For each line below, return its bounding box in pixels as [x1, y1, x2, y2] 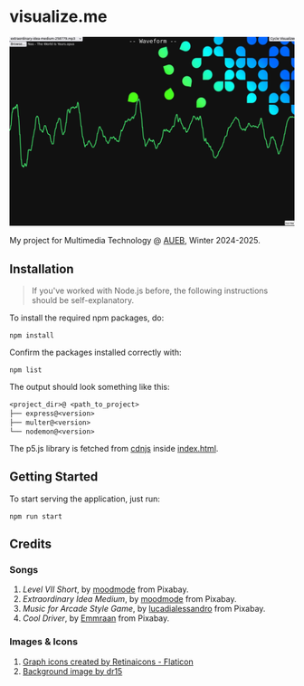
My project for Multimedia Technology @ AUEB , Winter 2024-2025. [9, 235, 261, 246]
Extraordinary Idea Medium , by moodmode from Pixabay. [22, 594, 237, 605]
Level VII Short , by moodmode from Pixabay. [22, 584, 189, 595]
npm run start [9, 511, 63, 521]
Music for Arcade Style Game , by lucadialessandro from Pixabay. [22, 604, 266, 615]
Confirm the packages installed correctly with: [9, 347, 182, 357]
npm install [9, 330, 54, 340]
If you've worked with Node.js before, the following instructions [31, 285, 269, 296]
